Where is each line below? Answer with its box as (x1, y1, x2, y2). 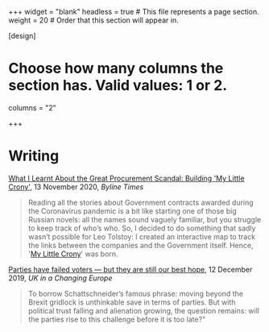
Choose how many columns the (8, 60, 224, 77)
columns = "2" (8, 102, 56, 112)
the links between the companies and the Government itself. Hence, (27, 240, 254, 250)
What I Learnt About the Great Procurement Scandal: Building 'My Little (8, 173, 245, 183)
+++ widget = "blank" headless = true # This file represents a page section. (8, 7, 259, 16)
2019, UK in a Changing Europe (8, 273, 113, 283)
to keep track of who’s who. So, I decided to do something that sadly (27, 223, 256, 233)
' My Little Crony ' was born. (27, 249, 118, 259)
